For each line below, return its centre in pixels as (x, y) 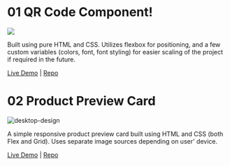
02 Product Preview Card (81, 101)
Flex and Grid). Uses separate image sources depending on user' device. (113, 141)
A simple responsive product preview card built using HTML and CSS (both (115, 134)
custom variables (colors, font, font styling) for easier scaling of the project (115, 52)
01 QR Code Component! (80, 12)
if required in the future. (41, 59)
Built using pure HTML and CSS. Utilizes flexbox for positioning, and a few (114, 44)
